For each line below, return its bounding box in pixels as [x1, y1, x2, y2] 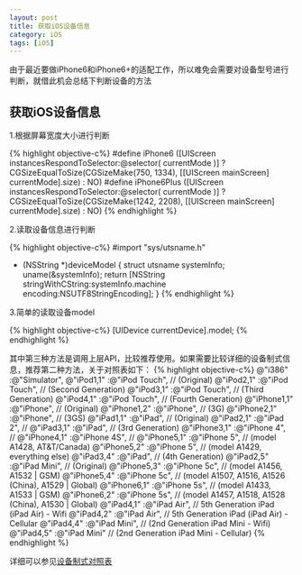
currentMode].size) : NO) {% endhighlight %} [9, 205, 178, 216]
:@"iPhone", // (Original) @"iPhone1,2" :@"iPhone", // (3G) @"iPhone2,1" [9, 403, 278, 415]
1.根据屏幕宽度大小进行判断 [9, 130, 110, 141]
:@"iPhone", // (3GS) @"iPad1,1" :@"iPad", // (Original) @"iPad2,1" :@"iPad [9, 413, 284, 424]
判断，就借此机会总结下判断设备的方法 [9, 76, 151, 87]
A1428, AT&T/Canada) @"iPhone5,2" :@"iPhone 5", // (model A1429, [9, 442, 262, 452]
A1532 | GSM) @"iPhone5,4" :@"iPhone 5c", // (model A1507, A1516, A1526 [9, 470, 286, 481]
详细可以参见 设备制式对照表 [9, 556, 113, 567]
